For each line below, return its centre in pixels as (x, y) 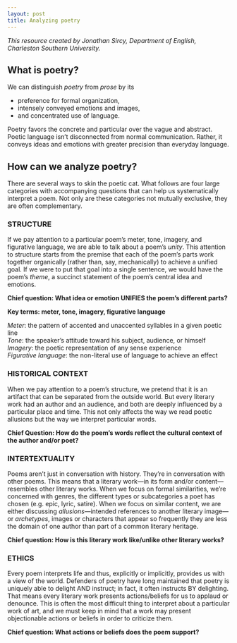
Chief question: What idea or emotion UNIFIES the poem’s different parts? (117, 298)
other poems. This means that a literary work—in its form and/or (101, 482)
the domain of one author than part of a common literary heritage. (103, 527)
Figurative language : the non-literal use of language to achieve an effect (113, 355)
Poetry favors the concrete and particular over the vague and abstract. (110, 129)
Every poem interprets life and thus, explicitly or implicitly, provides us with (116, 574)
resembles (23, 489)
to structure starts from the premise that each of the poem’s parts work (110, 255)
